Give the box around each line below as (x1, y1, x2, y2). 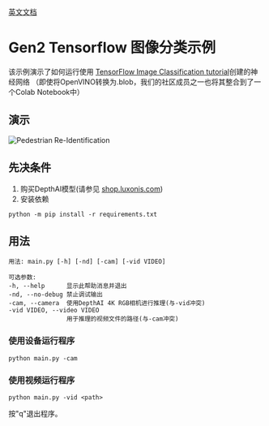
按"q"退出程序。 (8, 408, 62, 418)
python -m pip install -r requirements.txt (8, 210, 158, 218)
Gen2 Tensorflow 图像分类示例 (8, 39, 216, 57)
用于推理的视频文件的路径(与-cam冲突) (66, 315, 179, 323)
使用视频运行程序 (8, 374, 75, 385)
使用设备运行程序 (8, 335, 75, 346)
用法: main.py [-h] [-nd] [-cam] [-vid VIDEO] (8, 258, 166, 266)
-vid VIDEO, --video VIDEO (8, 307, 100, 315)
